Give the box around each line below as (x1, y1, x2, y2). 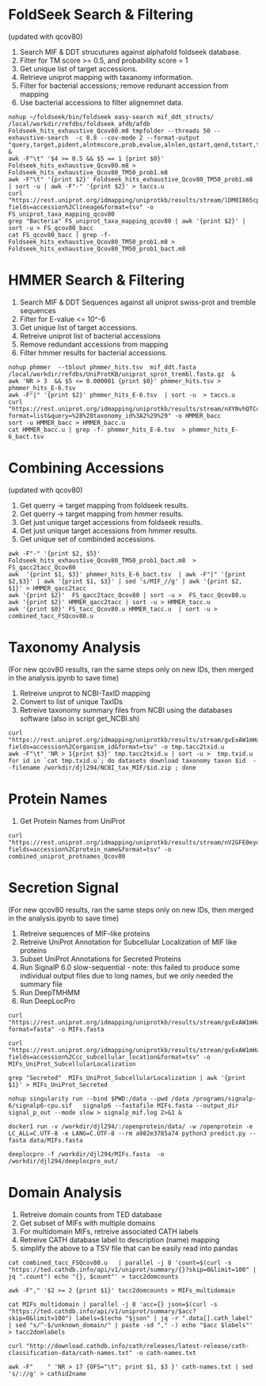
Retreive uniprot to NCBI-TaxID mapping (19, 688, 150, 698)
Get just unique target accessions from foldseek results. (19, 517, 203, 526)
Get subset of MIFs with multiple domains (19, 1218, 156, 1227)
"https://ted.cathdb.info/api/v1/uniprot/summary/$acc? (8, 1307, 196, 1315)
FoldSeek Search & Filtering (8, 6, 194, 24)
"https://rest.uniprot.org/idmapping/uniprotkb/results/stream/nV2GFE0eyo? (8, 838, 264, 846)
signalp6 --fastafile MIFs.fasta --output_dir (82, 1101, 239, 1109)
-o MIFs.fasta (58, 1025, 104, 1033)
